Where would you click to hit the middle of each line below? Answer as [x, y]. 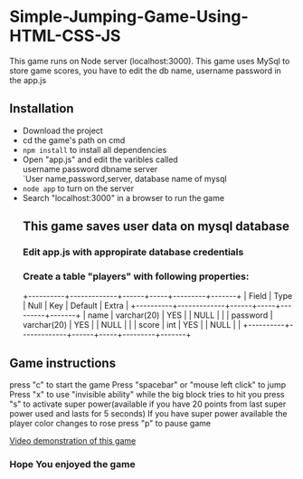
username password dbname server [90, 168]
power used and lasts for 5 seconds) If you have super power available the [148, 414]
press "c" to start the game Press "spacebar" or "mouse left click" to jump [148, 385]
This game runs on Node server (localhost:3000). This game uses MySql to [150, 61]
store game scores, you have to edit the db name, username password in [146, 71]
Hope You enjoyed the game [72, 465]
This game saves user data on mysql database [156, 227]
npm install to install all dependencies [95, 149]
